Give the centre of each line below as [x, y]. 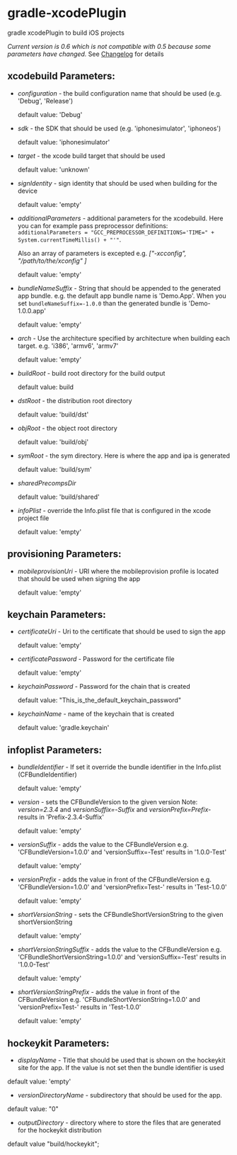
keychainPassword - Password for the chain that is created [104, 687]
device [27, 191]
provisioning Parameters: [64, 554]
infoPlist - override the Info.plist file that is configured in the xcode [114, 510]
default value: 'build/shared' [59, 497]
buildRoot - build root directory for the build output [91, 373]
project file [33, 518]
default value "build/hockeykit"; [53, 1144]
